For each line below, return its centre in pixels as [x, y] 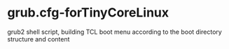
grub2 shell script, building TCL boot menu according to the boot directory [114, 32]
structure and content [39, 39]
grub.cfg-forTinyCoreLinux [88, 13]
